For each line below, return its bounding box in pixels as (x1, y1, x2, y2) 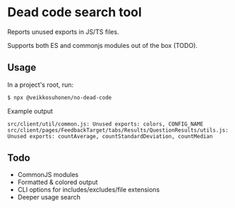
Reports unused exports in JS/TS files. (7, 27, 119, 36)
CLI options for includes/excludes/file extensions (17, 185, 160, 194)
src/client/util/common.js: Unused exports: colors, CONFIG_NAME (7, 121, 203, 128)
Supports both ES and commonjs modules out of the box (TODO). (7, 41, 198, 49)
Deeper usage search (17, 193, 81, 202)
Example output (7, 106, 53, 115)
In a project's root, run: (7, 80, 74, 89)
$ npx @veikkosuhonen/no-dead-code (7, 94, 112, 101)
